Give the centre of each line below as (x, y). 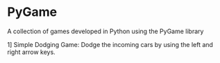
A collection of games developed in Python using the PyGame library (105, 31)
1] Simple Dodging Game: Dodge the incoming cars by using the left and (110, 44)
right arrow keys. (31, 52)
